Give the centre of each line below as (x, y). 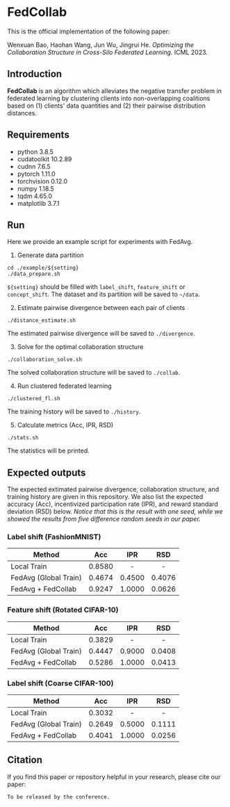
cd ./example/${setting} (43, 268)
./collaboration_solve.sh (44, 360)
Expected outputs (47, 472)
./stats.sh (23, 438)
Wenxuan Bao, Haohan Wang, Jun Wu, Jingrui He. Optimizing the (101, 44)
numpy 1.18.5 (35, 188)
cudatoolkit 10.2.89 (44, 159)
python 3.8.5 (35, 152)
